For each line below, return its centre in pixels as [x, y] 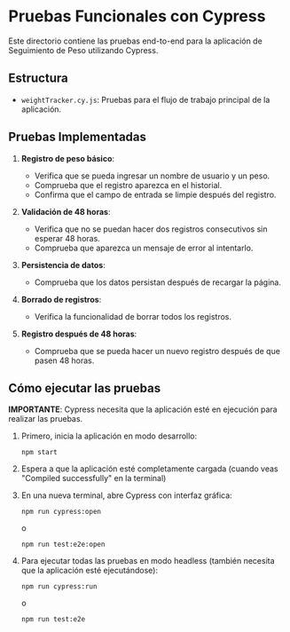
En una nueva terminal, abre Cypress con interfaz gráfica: [126, 495]
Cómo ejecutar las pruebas [85, 388]
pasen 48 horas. [64, 360]
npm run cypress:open [61, 512]
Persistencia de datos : [63, 265]
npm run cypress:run [59, 587]
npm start [39, 453]
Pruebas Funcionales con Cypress [137, 16]
